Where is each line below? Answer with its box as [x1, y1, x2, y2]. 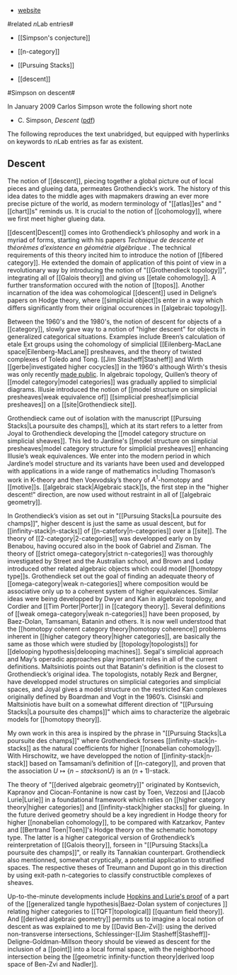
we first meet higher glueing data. [7, 214, 106, 223]
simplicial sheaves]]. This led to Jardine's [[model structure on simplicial [7, 436, 218, 445]
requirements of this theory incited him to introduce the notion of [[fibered [7, 250, 224, 259]
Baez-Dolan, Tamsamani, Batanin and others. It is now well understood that [7, 617, 226, 626]
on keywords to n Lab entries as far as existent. [7, 138, 144, 145]
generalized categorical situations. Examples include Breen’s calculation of [7, 332, 225, 341]
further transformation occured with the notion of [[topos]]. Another [7, 280, 205, 290]
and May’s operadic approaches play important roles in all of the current [7, 655, 218, 663]
